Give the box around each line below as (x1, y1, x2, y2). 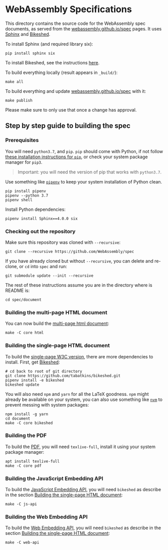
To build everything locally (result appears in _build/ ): (5, 69, 118, 76)
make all (5, 79, 24, 84)
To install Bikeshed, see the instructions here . (5, 59, 100, 65)
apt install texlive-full (5, 459, 60, 464)
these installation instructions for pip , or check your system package (5, 154, 148, 160)
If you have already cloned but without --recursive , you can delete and (5, 258, 154, 264)
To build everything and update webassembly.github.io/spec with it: (5, 88, 146, 94)
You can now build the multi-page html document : (5, 320, 109, 326)
